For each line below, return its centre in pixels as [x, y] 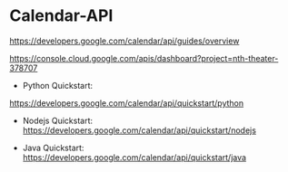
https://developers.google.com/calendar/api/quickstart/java [134, 157]
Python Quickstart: [58, 85]
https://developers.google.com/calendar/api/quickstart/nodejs [139, 130]
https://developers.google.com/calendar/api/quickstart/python [127, 103]
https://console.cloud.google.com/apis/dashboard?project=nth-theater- [144, 58]
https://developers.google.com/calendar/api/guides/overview [124, 41]
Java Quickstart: [53, 148]
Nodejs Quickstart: [58, 120]
